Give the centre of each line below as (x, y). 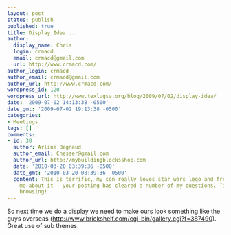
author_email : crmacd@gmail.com (53, 77)
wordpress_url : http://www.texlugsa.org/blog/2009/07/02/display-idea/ (112, 97)
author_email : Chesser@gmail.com (61, 154)
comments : (21, 134)
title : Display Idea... (41, 33)
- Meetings (23, 122)
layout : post (26, 13)
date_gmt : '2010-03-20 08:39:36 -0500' (70, 173)
